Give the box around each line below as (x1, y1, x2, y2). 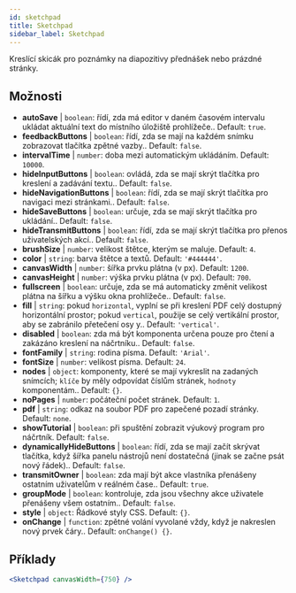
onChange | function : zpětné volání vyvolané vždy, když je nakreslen (21, 517, 277, 528)
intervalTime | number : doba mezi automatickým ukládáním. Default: (21, 150, 269, 160)
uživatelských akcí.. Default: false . (21, 235, 148, 245)
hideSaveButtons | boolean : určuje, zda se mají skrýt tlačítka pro (21, 206, 258, 217)
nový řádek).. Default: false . (21, 460, 125, 471)
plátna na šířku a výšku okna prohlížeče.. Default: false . (21, 291, 226, 302)
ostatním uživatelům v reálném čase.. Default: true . (21, 479, 209, 489)
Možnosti (9, 89, 63, 104)
